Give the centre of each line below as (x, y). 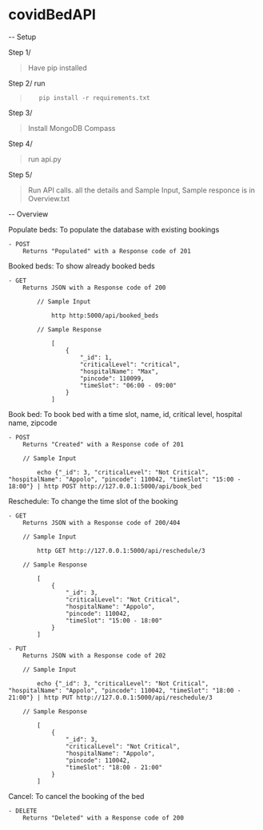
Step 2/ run (27, 83)
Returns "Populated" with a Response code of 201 (107, 251)
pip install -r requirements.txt (94, 97)
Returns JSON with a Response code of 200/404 (102, 522)
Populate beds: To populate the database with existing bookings (114, 229)
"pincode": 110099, (112, 378)
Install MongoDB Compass (72, 128)
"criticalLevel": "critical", (130, 364)
